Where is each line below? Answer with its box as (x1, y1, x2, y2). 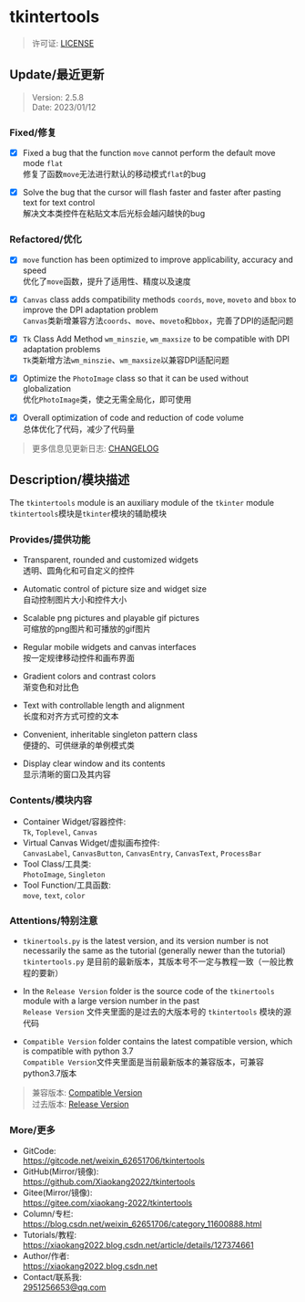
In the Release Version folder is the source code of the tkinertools (22, 986, 275, 997)
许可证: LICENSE (31, 37, 95, 48)
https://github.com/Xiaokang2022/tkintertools (22, 1176, 196, 1187)
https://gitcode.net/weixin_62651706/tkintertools (22, 1155, 205, 1166)
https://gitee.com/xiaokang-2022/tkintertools (22, 1197, 193, 1208)
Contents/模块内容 (9, 793, 93, 806)
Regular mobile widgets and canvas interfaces (22, 641, 197, 652)
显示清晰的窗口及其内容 (22, 769, 111, 780)
